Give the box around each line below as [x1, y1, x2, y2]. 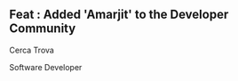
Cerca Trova [9, 45, 55, 55]
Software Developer [9, 61, 83, 72]
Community [9, 21, 76, 36]
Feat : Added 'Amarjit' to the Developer [9, 7, 229, 22]
